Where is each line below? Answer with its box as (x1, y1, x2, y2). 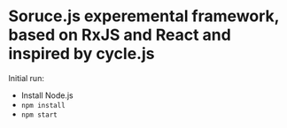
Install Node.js (20, 90, 74, 101)
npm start (20, 110, 58, 119)
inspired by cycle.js (8, 44, 155, 64)
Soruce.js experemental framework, (8, 6, 280, 26)
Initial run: (8, 72, 45, 83)
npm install (20, 101, 66, 109)
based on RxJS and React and (8, 25, 231, 45)
